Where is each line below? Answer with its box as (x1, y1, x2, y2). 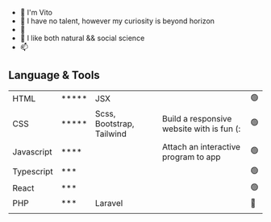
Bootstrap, (95, 117, 135, 129)
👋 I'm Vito (19, 8, 52, 17)
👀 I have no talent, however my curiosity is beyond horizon (19, 16, 215, 26)
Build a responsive (162, 113, 232, 124)
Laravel (95, 197, 123, 208)
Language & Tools (8, 68, 101, 82)
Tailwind (95, 128, 127, 139)
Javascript (12, 146, 52, 157)
